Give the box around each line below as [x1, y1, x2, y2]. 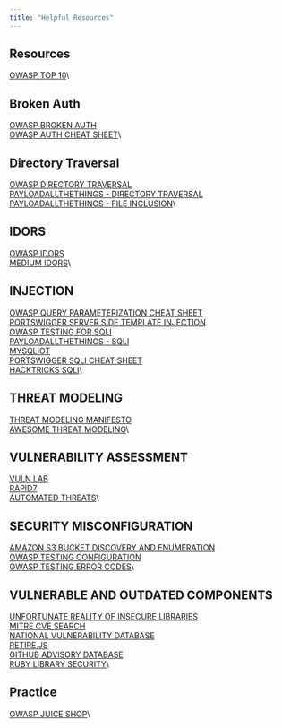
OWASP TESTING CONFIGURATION [9, 552, 141, 563]
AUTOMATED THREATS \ [9, 492, 100, 503]
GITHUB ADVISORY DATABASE [9, 649, 124, 660]
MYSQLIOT [9, 345, 51, 356]
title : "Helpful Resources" [9, 13, 115, 22]
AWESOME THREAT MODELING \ [9, 423, 130, 435]
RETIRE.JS [9, 639, 48, 650]
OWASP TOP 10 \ [9, 70, 70, 81]
